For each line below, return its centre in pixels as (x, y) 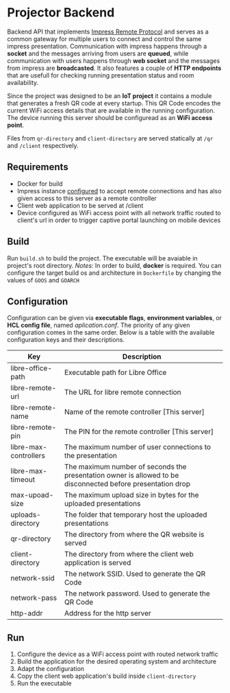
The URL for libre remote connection (123, 392)
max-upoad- (32, 495)
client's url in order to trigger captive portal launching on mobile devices (119, 220)
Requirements (38, 167)
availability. (23, 82)
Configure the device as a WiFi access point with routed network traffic (118, 654)
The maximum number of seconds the (125, 467)
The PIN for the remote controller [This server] (139, 432)
